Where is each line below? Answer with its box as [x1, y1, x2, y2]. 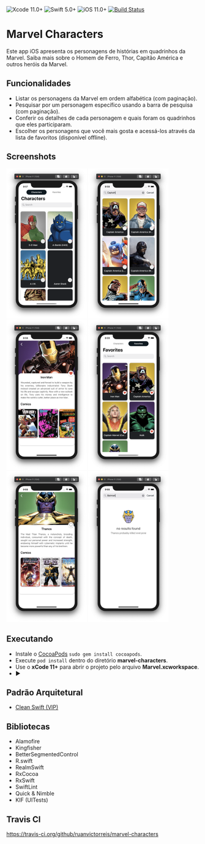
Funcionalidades [6, 79, 72, 89]
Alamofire [15, 738, 40, 745]
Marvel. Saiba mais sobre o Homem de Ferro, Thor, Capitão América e [6, 54, 184, 61]
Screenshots [6, 152, 56, 162]
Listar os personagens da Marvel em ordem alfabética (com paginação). [15, 94, 198, 102]
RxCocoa [15, 770, 39, 778]
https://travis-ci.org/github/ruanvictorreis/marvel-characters [6, 831, 159, 838]
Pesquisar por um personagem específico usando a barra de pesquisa [15, 101, 193, 109]
